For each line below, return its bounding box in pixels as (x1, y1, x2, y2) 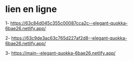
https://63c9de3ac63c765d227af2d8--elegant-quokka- (11, 35, 127, 41)
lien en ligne (5, 3, 57, 15)
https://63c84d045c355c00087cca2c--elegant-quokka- (10, 20, 128, 26)
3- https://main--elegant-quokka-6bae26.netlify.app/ (5, 50, 116, 56)
